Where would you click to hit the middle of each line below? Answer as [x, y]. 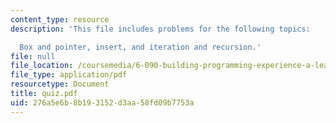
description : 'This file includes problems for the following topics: [160, 29]
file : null [33, 56]
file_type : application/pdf [69, 75]
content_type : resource [60, 19]
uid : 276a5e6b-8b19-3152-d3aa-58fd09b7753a [102, 102]
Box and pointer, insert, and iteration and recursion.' [140, 47]
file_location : [42, 66]
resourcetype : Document [60, 84]
